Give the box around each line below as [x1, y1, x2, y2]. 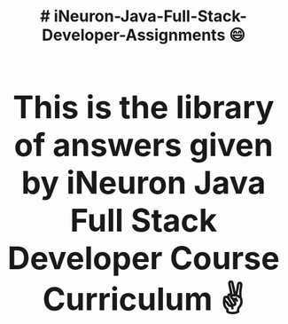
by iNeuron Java [20, 162, 267, 202]
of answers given [13, 125, 274, 164]
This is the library [12, 87, 275, 126]
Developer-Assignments [42, 25, 226, 45]
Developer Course [7, 238, 280, 277]
